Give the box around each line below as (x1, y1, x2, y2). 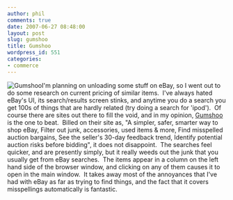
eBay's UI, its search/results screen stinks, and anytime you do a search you (7, 95, 226, 105)
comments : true (7, 17, 51, 24)
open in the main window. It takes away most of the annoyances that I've (7, 170, 218, 178)
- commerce (7, 62, 39, 69)
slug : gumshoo (7, 36, 49, 43)
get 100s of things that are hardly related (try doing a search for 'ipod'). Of (7, 103, 222, 111)
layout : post (7, 29, 45, 37)
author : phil (7, 10, 45, 17)
